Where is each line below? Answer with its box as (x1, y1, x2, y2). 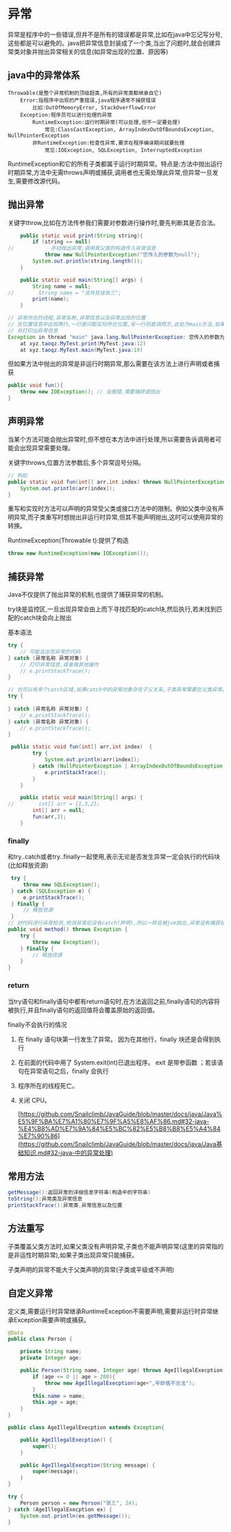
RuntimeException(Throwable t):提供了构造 (8, 536, 129, 545)
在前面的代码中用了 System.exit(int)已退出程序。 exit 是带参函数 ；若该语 (17, 1058, 223, 1066)
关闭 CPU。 (17, 1096, 51, 1104)
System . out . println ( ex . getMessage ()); (20, 1512, 131, 1520)
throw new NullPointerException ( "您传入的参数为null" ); (44, 252, 201, 259)
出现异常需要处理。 (19, 444, 74, 452)
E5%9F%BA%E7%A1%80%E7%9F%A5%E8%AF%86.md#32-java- (17, 1117, 210, 1125)
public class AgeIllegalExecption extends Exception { (8, 1424, 165, 1431)
